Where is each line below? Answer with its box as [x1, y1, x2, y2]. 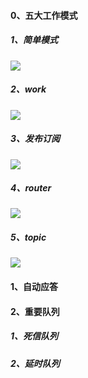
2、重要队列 [10, 305, 60, 317]
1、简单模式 [10, 34, 59, 46]
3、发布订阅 [10, 133, 61, 145]
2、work [10, 83, 47, 95]
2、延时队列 [10, 357, 60, 369]
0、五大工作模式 [10, 9, 78, 21]
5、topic [10, 231, 47, 244]
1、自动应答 [10, 281, 59, 293]
